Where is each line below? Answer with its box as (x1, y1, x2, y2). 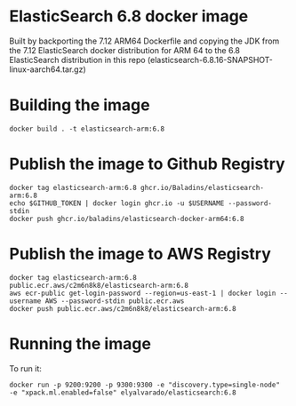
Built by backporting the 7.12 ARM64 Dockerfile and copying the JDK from (9, 36, 280, 46)
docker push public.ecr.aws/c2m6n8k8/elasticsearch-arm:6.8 (9, 304, 237, 313)
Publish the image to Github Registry (9, 154, 286, 174)
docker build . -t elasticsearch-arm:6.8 (9, 124, 165, 133)
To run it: (9, 362, 43, 374)
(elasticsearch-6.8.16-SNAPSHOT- (147, 54, 274, 65)
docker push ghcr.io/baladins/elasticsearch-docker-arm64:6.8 (9, 214, 244, 223)
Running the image (9, 333, 151, 354)
